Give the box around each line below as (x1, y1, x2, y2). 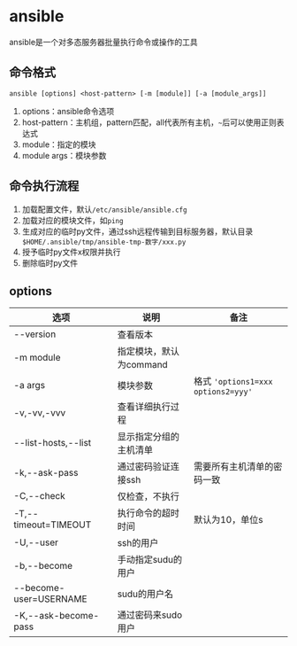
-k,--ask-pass (13, 467, 79, 479)
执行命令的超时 (117, 507, 179, 519)
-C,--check (13, 490, 65, 502)
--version (13, 328, 57, 340)
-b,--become (13, 560, 73, 572)
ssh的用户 (117, 537, 159, 549)
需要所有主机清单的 (193, 461, 274, 473)
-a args (13, 379, 46, 392)
